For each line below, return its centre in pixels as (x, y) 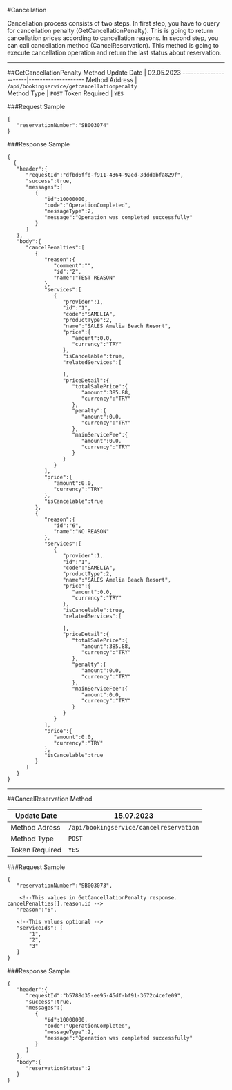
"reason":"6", (37, 910)
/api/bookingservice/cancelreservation (134, 827)
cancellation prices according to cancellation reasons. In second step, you (113, 38)
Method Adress (36, 827)
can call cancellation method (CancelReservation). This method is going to (113, 45)
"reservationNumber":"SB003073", (64, 886)
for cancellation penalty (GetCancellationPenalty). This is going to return (110, 31)
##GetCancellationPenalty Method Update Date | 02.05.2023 (94, 73)
